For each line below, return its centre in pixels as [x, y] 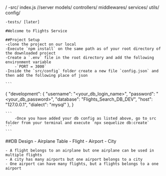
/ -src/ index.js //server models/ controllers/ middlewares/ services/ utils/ [82, 7]
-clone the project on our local [41, 44]
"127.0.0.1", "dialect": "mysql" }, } [40, 105]
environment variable [28, 62]
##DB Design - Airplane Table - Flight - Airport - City [61, 141]
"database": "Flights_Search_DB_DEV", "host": [104, 99]
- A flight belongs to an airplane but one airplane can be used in [80, 151]
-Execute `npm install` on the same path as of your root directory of [83, 49]
